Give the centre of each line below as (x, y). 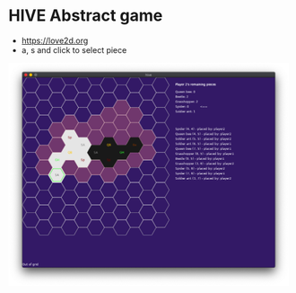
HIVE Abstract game (86, 16)
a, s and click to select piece (74, 49)
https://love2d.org (55, 40)
